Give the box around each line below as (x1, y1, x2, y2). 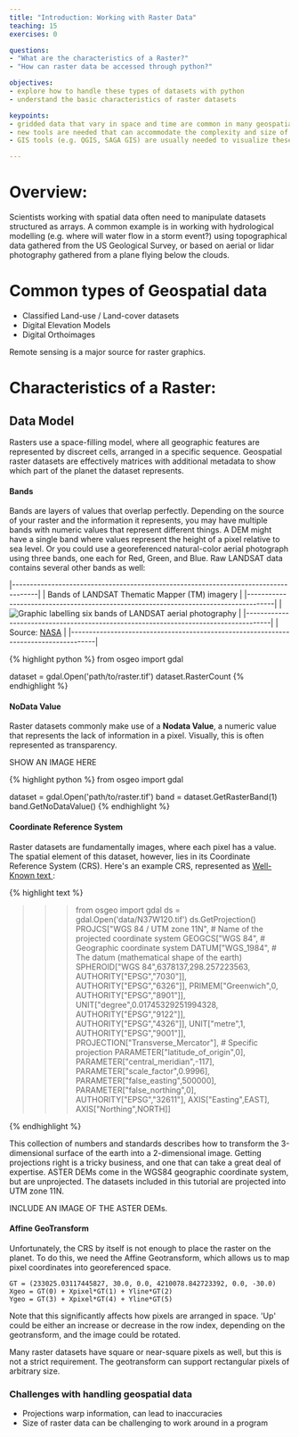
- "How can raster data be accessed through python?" (9, 62, 214, 71)
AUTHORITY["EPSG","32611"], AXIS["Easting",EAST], (75, 1094, 270, 1104)
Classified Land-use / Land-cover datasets (21, 310, 180, 321)
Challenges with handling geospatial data (9, 1388, 193, 1400)
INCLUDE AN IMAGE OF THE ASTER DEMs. (9, 1202, 168, 1213)
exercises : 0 (9, 29, 58, 38)
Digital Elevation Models (21, 320, 111, 330)
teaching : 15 (9, 21, 58, 30)
